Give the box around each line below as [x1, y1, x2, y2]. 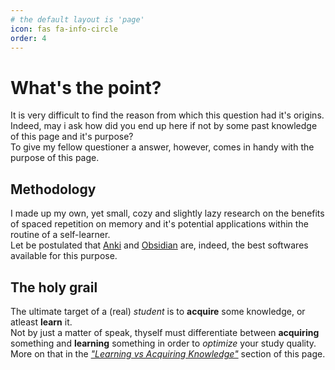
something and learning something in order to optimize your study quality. [10, 337, 317, 349]
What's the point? [10, 76, 162, 99]
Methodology [10, 181, 97, 198]
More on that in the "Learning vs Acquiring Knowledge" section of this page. [10, 347, 326, 360]
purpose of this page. [10, 152, 100, 164]
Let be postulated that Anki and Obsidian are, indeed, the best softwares [10, 239, 309, 251]
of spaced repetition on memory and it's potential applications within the [10, 218, 309, 230]
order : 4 [10, 33, 47, 43]
